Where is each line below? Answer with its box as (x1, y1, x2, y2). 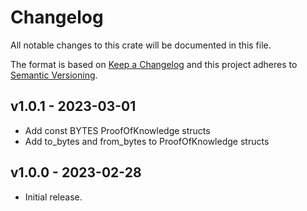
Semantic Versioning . (10, 69, 98, 81)
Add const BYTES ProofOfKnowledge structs (24, 124, 211, 136)
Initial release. (24, 191, 83, 203)
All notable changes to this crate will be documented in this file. (10, 39, 272, 51)
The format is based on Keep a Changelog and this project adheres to (10, 58, 298, 70)
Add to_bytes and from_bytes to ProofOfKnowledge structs (24, 135, 270, 147)
